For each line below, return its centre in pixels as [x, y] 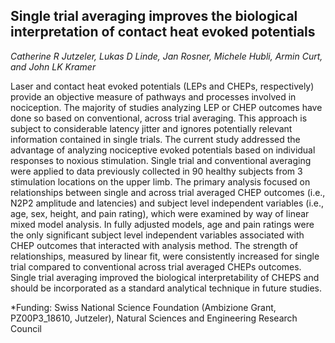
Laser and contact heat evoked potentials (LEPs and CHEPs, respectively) [162, 86]
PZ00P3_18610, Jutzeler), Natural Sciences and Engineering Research [154, 318]
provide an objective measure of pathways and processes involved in [153, 96]
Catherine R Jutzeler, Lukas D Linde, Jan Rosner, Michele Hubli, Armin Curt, [166, 56]
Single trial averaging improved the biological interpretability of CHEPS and [165, 277]
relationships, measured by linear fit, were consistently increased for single [165, 256]
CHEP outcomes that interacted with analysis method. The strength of [154, 245]
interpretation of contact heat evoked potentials [163, 32]
